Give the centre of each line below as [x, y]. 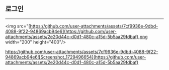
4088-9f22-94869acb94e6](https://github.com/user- [61, 31]
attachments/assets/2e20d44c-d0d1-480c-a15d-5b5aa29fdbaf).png [76, 36]
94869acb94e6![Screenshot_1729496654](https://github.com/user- [76, 57]
